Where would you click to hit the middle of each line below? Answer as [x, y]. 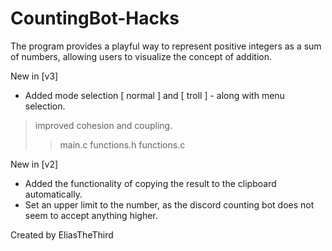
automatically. [53, 194]
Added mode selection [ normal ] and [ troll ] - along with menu [154, 95]
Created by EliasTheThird [62, 234]
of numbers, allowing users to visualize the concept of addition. [141, 56]
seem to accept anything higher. [91, 215]
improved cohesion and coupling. [103, 125]
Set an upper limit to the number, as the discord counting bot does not [169, 204]
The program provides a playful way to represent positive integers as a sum [166, 46]
